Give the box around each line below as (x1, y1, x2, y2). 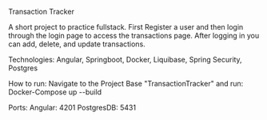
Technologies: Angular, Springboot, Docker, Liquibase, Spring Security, (8, 55, 242, 64)
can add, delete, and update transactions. (8, 39, 145, 49)
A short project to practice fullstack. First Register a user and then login (8, 22, 244, 31)
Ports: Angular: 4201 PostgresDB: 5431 (8, 103, 137, 112)
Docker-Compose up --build (8, 87, 102, 97)
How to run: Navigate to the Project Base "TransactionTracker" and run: (8, 79, 244, 88)
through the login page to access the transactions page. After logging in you (8, 31, 260, 40)
